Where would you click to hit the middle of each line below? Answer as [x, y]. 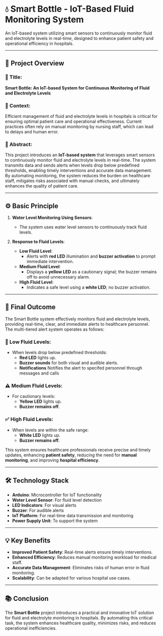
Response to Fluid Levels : [38, 242]
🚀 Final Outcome [30, 307]
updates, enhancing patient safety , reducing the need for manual [71, 455]
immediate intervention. [50, 262]
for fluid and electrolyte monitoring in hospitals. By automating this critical [79, 618]
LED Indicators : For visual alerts [44, 505]
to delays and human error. [32, 131]
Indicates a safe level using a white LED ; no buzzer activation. [89, 287]
